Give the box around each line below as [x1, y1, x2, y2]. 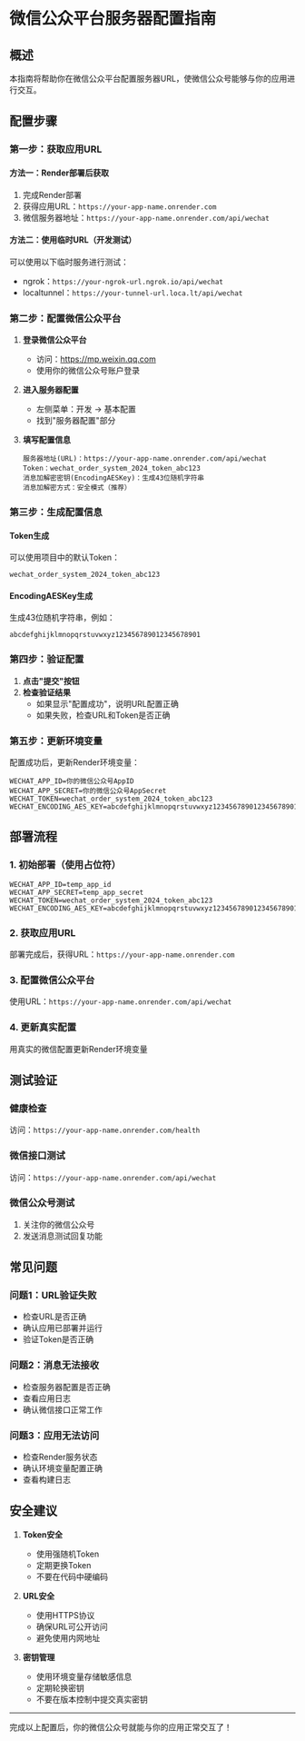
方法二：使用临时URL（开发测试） [9, 234, 137, 245]
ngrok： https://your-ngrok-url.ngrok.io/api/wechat [22, 275, 224, 286]
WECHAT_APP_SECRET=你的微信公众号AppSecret [9, 786, 167, 795]
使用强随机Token [35, 1548, 100, 1559]
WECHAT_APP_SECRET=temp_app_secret [9, 888, 144, 897]
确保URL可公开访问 [35, 1621, 108, 1632]
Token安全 [22, 1528, 64, 1540]
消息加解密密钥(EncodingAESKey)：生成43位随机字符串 [22, 473, 204, 483]
